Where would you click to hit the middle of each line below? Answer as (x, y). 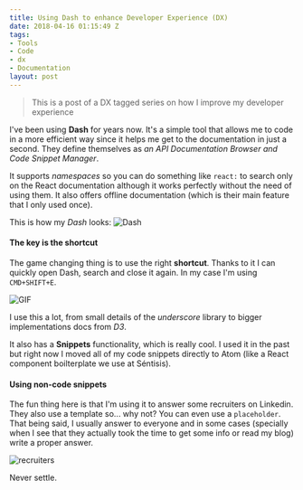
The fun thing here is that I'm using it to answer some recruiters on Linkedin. (151, 404)
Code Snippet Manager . (54, 158)
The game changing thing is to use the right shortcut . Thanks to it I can (142, 262)
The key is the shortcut (54, 243)
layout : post (34, 77)
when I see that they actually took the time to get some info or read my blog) (151, 433)
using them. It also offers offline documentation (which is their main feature (150, 194)
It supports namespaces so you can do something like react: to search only (151, 175)
